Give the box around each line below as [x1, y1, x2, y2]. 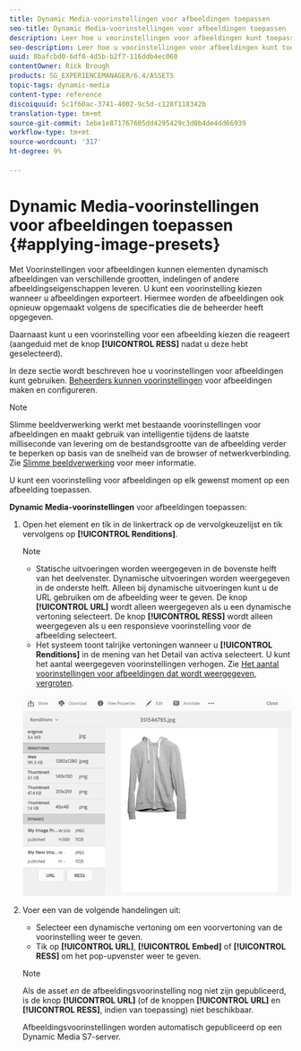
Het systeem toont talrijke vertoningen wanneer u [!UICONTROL [35, 639, 273, 650]
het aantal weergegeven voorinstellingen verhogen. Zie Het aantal [35, 658, 279, 669]
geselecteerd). [9, 348, 64, 359]
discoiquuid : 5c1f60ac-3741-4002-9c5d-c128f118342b [9, 100, 206, 109]
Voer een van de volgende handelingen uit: [21, 904, 182, 915]
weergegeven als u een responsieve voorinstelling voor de [35, 620, 252, 631]
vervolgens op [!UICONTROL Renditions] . [21, 528, 178, 539]
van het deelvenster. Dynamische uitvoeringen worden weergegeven [35, 572, 290, 583]
